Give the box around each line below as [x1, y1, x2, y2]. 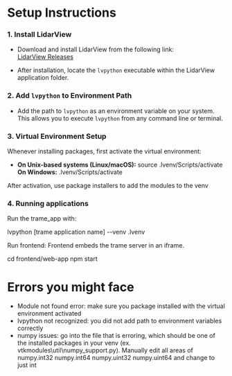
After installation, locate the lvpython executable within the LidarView [17, 66, 215, 74]
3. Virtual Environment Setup [7, 131, 107, 141]
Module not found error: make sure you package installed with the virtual [17, 302, 225, 310]
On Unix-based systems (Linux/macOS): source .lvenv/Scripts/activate [17, 161, 223, 169]
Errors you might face [7, 279, 134, 295]
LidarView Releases [17, 53, 74, 61]
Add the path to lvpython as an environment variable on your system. [17, 106, 215, 115]
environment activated [17, 309, 82, 318]
